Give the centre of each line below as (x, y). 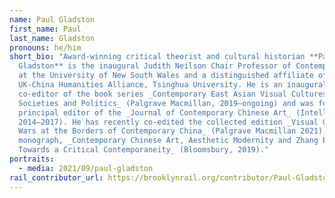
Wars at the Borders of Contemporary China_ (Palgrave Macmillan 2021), (173, 131)
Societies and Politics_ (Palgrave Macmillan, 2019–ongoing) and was (166, 103)
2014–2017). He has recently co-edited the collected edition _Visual (168, 122)
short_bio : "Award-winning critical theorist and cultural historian (157, 57)
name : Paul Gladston (52, 19)
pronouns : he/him (45, 47)
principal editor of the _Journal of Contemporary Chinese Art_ (155, 112)
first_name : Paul (45, 29)
